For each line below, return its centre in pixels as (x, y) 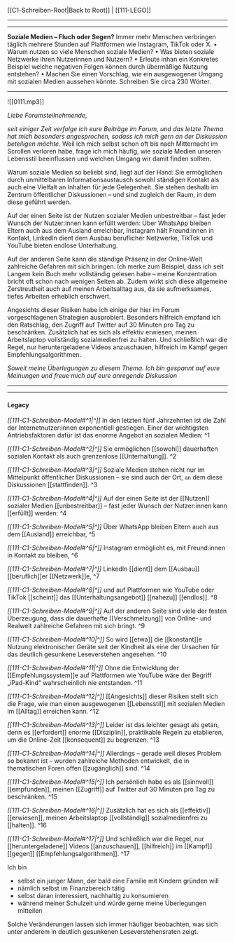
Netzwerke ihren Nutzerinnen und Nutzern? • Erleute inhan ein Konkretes (113, 59)
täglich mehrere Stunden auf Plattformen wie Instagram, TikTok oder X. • (112, 44)
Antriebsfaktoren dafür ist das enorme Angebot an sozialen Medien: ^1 (109, 435)
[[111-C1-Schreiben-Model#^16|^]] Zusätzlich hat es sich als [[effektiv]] (109, 810)
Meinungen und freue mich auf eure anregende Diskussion (92, 375)
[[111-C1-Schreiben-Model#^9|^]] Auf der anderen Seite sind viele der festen (117, 611)
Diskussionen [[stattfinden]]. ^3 (52, 485)
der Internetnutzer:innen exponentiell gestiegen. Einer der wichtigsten (108, 428)
